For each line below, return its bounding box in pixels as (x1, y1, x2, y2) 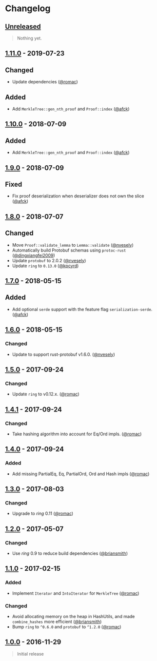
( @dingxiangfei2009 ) (12, 252, 55, 258)
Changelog (5, 3, 51, 14)
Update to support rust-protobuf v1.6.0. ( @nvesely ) (12, 351, 116, 357)
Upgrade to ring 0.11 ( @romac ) (12, 510, 74, 517)
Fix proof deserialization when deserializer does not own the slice (12, 193, 144, 199)
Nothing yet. (17, 35, 42, 41)
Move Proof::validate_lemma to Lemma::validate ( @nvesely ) (12, 242, 134, 248)
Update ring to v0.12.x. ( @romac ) (12, 391, 79, 397)
